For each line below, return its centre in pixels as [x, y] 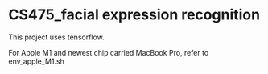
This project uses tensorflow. [56, 37]
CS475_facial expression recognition [134, 15]
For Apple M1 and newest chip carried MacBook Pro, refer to [109, 52]
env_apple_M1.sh [36, 61]
